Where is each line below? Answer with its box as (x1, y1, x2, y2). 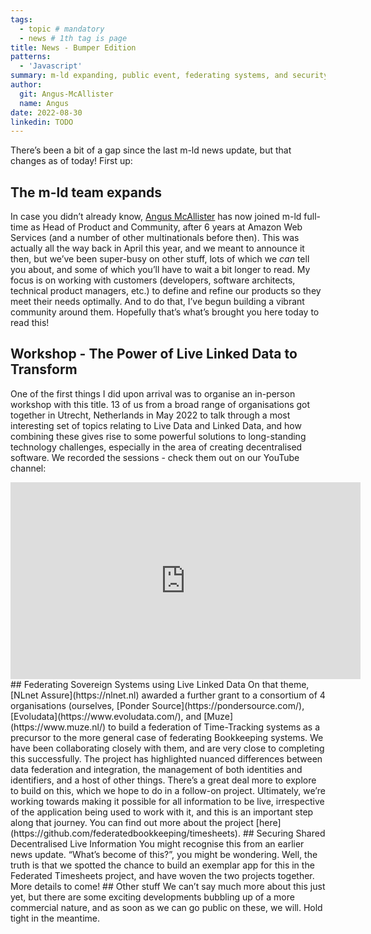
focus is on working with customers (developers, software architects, (10, 274, 296, 286)
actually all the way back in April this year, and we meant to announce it (10, 242, 305, 255)
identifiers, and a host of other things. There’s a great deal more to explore (10, 774, 317, 786)
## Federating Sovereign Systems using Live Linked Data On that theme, (10, 678, 310, 690)
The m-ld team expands (10, 184, 162, 201)
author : (10, 80, 43, 90)
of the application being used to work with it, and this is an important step (10, 806, 314, 818)
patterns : (10, 52, 52, 62)
